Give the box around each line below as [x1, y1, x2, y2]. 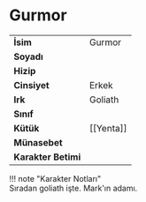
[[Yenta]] [88, 122, 127, 134]
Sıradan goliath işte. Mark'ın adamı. [9, 183, 138, 193]
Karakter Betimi [13, 151, 81, 163]
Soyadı [13, 50, 44, 63]
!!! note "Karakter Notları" [9, 173, 102, 183]
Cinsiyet [13, 79, 50, 91]
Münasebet [13, 136, 64, 148]
